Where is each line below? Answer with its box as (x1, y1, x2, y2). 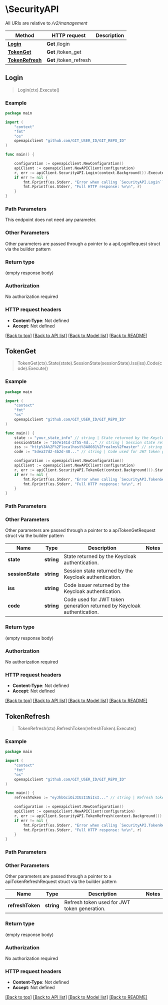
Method (15, 31, 34, 38)
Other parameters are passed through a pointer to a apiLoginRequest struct (5, 240, 160, 246)
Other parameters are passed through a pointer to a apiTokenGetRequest (5, 527, 156, 533)
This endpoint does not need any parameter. (5, 216, 96, 223)
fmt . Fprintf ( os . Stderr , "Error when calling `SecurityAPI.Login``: (23, 179, 166, 184)
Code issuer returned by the (63, 581, 130, 588)
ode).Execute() (17, 365, 48, 371)
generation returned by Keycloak (63, 602, 141, 609)
